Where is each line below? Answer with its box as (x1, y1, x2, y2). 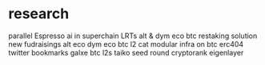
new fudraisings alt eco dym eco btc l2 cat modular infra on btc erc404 (8, 39, 244, 48)
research (8, 5, 70, 23)
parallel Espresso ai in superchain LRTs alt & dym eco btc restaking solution (8, 31, 258, 40)
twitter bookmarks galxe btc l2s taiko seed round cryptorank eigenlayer (8, 48, 244, 57)
